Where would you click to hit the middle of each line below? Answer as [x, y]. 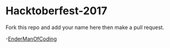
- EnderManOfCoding [31, 39]
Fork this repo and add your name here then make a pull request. [85, 27]
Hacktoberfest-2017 [56, 11]
